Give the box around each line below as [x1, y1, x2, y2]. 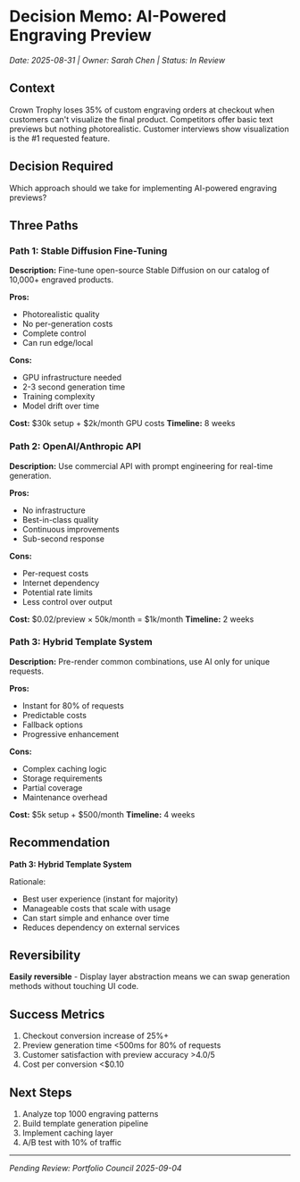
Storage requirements [21, 773, 103, 784]
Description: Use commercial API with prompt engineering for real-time [9, 460, 274, 471]
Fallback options [21, 719, 83, 730]
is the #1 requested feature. [9, 132, 110, 144]
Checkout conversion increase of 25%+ [21, 1030, 170, 1042]
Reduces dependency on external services [21, 922, 180, 933]
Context [9, 80, 55, 96]
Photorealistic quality [21, 309, 100, 320]
